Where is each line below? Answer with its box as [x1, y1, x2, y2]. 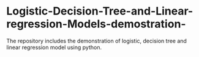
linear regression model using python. [6, 44, 102, 51]
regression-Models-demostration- [6, 17, 186, 31]
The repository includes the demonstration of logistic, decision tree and [6, 37, 187, 44]
